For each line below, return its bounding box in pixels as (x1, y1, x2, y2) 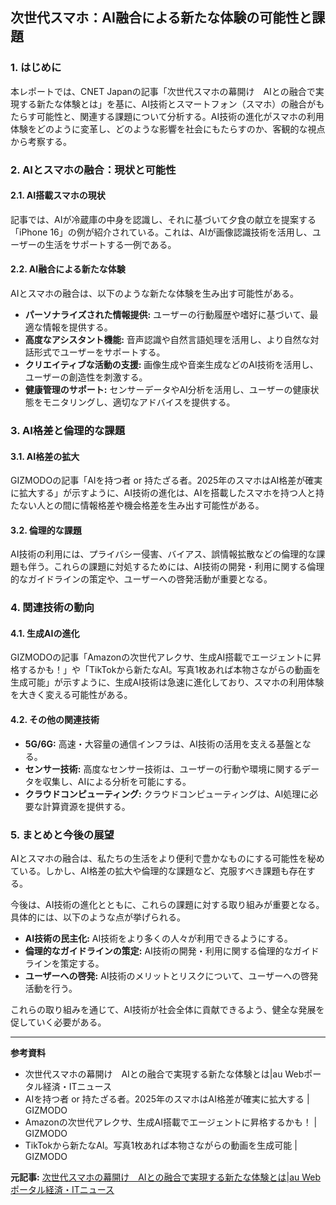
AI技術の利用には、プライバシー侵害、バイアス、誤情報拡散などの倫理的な (10, 548, 317, 560)
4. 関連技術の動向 (10, 601, 95, 615)
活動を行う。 (24, 982, 78, 994)
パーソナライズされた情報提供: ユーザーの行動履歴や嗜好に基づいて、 (24, 309, 310, 321)
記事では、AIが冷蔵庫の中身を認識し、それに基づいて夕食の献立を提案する (10, 213, 317, 225)
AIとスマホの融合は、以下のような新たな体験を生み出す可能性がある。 (10, 288, 299, 300)
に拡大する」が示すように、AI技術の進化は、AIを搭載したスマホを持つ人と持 (10, 487, 325, 499)
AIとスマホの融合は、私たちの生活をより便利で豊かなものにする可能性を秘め (10, 852, 325, 864)
